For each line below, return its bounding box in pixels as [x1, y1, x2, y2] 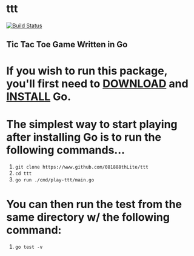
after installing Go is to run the [6, 130, 162, 144]
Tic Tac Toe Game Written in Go [6, 39, 128, 50]
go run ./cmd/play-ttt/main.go [15, 177, 95, 183]
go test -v [15, 244, 43, 251]
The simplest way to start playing [6, 117, 178, 131]
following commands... [6, 143, 125, 157]
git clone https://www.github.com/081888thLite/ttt [15, 164, 149, 170]
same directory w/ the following [6, 210, 170, 224]
